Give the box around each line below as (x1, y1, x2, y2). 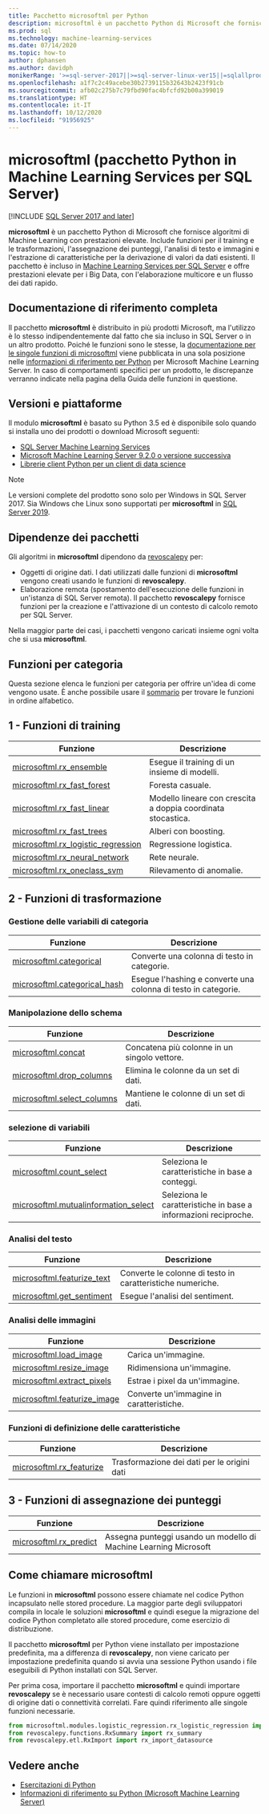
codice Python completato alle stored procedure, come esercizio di (8, 1615, 231, 1625)
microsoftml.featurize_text (12, 1272, 110, 1284)
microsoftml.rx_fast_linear (12, 802, 110, 814)
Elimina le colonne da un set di (125, 1065, 240, 1076)
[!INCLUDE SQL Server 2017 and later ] (8, 211, 134, 221)
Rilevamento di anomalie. (149, 864, 243, 875)
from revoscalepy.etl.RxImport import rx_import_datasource (8, 1736, 214, 1745)
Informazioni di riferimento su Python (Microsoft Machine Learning (19, 1788, 240, 1798)
